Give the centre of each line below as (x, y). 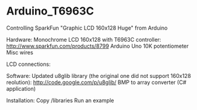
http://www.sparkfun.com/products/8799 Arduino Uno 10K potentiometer (98, 46)
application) (21, 88)
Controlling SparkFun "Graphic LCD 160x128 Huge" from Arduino (87, 28)
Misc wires (20, 52)
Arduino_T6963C (50, 11)
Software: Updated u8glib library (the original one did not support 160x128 (99, 76)
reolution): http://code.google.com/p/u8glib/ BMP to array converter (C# (96, 82)
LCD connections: (28, 64)
